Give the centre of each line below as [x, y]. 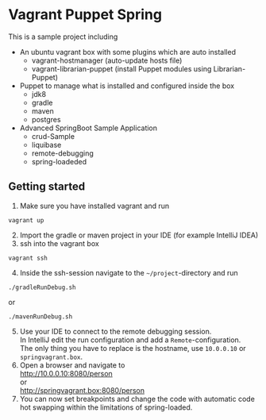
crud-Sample [53, 136]
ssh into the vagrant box [59, 243]
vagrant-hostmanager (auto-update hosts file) [107, 60]
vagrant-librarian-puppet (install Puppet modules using [121, 68]
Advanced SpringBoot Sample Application [88, 128]
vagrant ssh [28, 258]
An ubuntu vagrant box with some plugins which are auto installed [128, 52]
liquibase [46, 144]
